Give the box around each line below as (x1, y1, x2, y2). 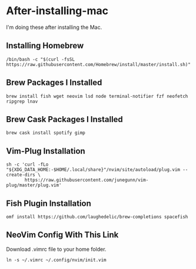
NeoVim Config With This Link (6, 230, 119, 240)
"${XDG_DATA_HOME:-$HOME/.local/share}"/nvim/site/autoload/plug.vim (6, 167, 181, 173)
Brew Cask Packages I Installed (6, 114, 124, 124)
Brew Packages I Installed (6, 78, 102, 88)
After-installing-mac (6, 4, 109, 18)
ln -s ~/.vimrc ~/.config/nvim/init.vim (6, 257, 107, 263)
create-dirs (6, 172, 35, 178)
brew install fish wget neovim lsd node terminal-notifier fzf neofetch (6, 93, 188, 99)
